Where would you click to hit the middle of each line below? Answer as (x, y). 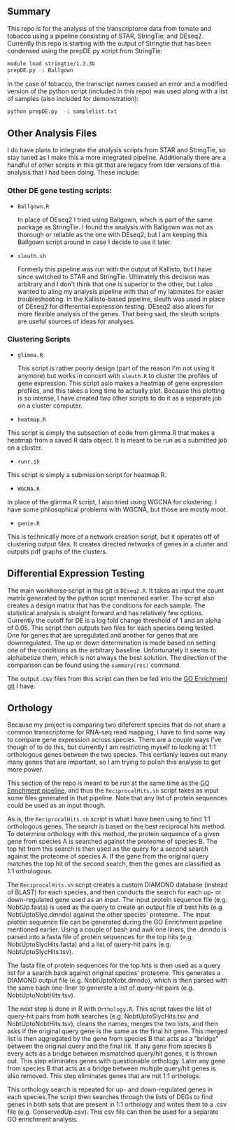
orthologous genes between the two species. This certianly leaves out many (117, 755)
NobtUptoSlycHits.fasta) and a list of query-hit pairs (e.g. (89, 944)
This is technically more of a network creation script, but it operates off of (114, 537)
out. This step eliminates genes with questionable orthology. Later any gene (116, 1061)
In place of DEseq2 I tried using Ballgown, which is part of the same (115, 220)
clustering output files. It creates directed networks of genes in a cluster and (117, 544)
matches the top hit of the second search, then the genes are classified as (114, 864)
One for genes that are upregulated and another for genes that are (103, 635)
